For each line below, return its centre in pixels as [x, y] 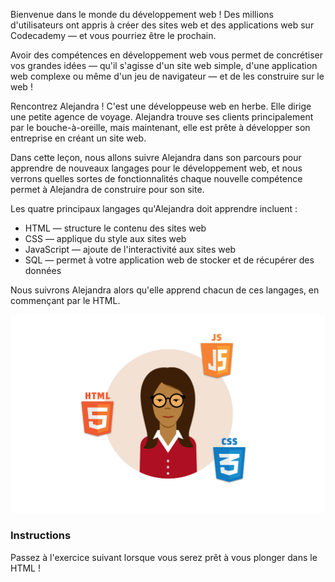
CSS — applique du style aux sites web [105, 238]
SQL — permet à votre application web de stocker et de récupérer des [169, 260]
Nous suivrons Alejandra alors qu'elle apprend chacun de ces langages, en [165, 290]
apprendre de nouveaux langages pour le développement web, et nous [156, 168]
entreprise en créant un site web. [78, 138]
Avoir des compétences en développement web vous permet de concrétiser [166, 55]
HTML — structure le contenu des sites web [115, 228]
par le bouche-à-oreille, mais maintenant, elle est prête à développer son [160, 127]
